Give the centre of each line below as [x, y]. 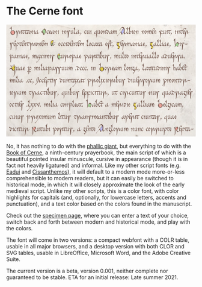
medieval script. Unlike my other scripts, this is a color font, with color [93, 191]
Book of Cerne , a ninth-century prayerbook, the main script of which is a [96, 153]
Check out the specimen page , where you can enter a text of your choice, [98, 216]
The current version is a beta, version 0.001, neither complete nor [87, 271]
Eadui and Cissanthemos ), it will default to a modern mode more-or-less [96, 172]
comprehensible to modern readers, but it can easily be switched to [90, 178]
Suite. [14, 259]
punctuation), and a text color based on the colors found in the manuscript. [99, 204]
